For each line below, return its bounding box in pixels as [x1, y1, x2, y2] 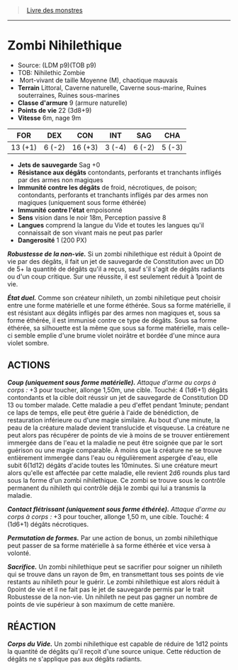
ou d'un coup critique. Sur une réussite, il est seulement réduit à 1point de [7, 272, 222, 281]
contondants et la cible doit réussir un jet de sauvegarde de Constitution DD [7, 393, 229, 401]
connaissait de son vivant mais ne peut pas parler [17, 228, 163, 237]
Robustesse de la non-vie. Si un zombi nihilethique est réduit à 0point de [7, 250, 222, 258]
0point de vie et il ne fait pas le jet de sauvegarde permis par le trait [7, 585, 205, 593]
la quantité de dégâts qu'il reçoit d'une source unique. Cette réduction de [7, 647, 221, 655]
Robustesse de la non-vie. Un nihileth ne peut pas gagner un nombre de [7, 592, 218, 601]
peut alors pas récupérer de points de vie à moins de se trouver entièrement [7, 430, 230, 439]
